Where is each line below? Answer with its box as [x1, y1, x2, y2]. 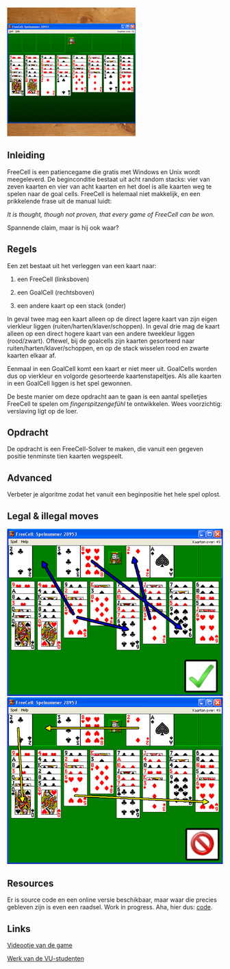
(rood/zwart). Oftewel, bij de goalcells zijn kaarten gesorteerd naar [7, 337, 195, 345]
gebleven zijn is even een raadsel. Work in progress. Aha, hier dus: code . [7, 903, 213, 911]
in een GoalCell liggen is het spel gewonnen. [7, 379, 133, 387]
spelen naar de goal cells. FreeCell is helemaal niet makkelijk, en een [7, 189, 201, 198]
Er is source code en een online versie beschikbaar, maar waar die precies [7, 896, 217, 904]
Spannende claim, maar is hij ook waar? [7, 224, 120, 232]
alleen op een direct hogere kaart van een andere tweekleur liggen [7, 329, 195, 337]
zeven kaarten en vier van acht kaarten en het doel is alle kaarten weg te [7, 182, 212, 191]
